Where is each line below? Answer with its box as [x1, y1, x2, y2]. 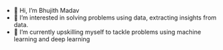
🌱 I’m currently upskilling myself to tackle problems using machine [13, 28, 201, 36]
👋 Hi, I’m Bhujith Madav [13, 7, 80, 14]
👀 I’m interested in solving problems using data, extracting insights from [13, 14, 217, 22]
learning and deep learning [13, 35, 91, 43]
